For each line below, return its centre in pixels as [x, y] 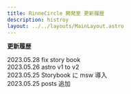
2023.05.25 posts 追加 [39, 84]
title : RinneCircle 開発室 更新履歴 [56, 13]
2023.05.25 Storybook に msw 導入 [57, 75]
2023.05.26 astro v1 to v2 [43, 67]
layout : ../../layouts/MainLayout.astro [66, 26]
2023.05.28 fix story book [44, 60]
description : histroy [38, 20]
